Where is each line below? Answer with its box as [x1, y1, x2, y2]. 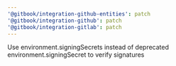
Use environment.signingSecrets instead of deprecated [7, 43, 169, 52]
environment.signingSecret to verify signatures [7, 50, 145, 59]
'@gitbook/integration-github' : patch [7, 17, 122, 24]
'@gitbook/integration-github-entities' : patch [7, 10, 151, 18]
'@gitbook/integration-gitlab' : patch [7, 23, 122, 31]
